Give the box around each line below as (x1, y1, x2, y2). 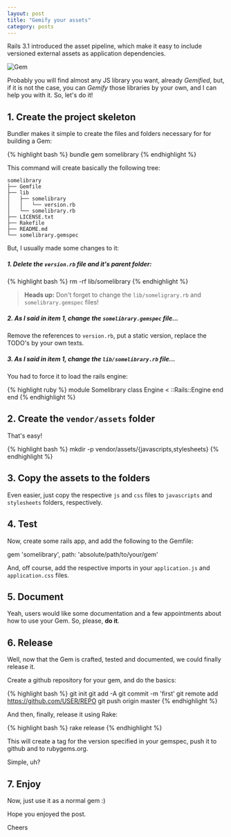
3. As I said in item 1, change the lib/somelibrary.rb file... (7, 354, 176, 363)
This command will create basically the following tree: (7, 164, 160, 172)
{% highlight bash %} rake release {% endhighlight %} (7, 724, 163, 732)
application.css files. (7, 571, 69, 579)
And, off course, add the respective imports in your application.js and (7, 563, 210, 572)
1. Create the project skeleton (7, 111, 136, 123)
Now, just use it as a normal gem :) (7, 796, 106, 804)
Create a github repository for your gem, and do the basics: (7, 676, 176, 684)
